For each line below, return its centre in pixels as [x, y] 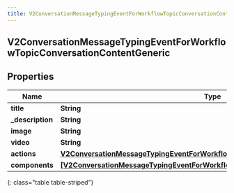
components [32, 165]
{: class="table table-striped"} [50, 182]
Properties [31, 77]
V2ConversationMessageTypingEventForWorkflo [117, 42]
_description [32, 120]
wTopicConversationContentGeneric [89, 53]
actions [23, 153]
